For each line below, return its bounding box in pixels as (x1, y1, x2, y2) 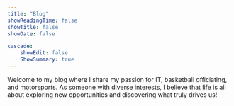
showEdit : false (20, 49, 69, 57)
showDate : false (7, 30, 55, 37)
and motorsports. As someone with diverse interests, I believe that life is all (7, 83, 226, 91)
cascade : (7, 43, 33, 50)
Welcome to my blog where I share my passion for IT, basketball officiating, (7, 75, 228, 83)
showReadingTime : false (7, 17, 78, 24)
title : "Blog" (7, 10, 50, 18)
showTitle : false (7, 23, 59, 30)
